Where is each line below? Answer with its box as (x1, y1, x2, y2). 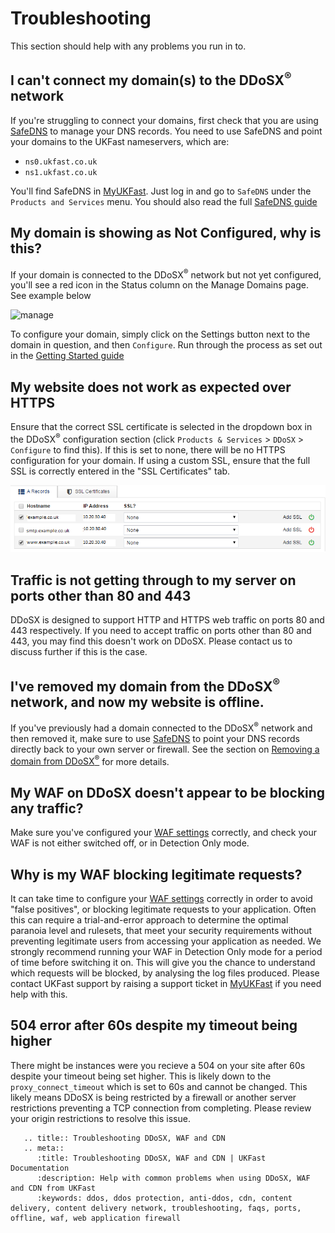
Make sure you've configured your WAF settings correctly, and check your (10, 827, 317, 839)
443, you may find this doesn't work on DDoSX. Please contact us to (10, 635, 293, 647)
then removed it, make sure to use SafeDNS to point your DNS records (10, 732, 300, 744)
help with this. (10, 988, 68, 1000)
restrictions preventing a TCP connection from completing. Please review (10, 1102, 312, 1114)
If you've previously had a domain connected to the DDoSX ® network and (10, 720, 313, 734)
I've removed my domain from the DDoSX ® (10, 675, 280, 695)
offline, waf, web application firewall (10, 1213, 182, 1223)
